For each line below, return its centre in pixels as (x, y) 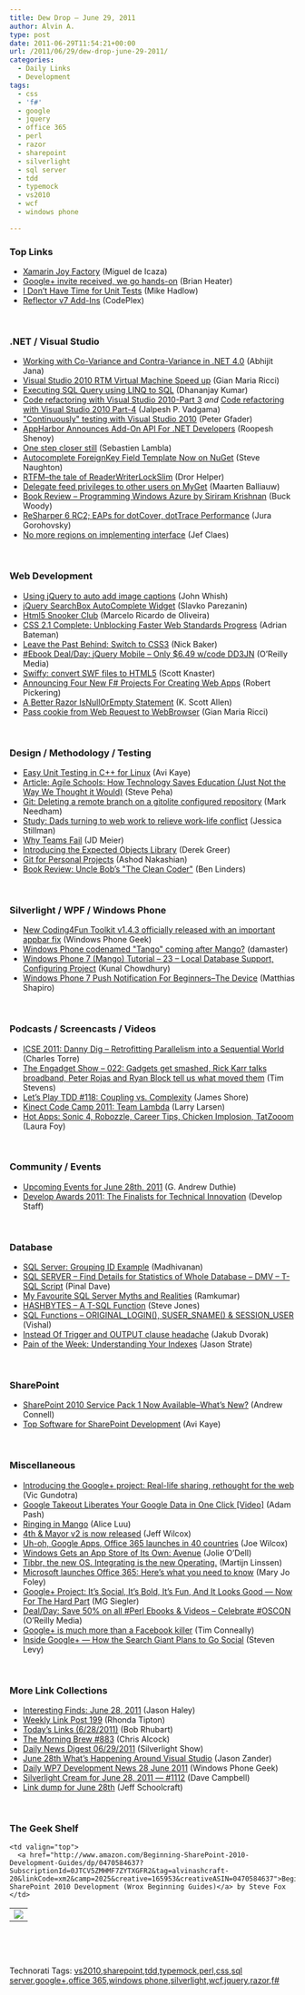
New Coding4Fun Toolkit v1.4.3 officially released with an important (149, 930)
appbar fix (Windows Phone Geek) (87, 940)
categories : (32, 60)
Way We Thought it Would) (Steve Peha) (98, 792)
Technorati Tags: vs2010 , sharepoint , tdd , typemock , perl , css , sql (126, 1970)
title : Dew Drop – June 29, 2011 (73, 18)
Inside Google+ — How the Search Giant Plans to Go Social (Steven (148, 1639)
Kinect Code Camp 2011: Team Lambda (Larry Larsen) (123, 1106)
